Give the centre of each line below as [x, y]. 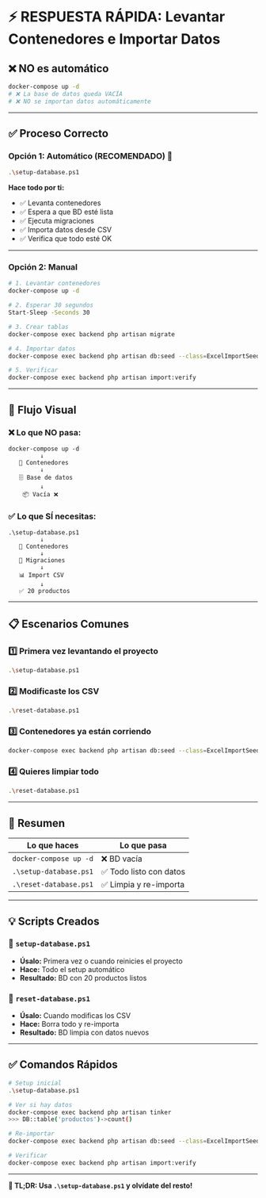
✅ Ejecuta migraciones [57, 221]
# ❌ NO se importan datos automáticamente [80, 101]
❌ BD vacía [122, 859]
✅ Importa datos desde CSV [66, 230]
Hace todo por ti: [36, 188]
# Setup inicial [35, 1083]
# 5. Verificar [33, 370]
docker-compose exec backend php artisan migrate [92, 334]
